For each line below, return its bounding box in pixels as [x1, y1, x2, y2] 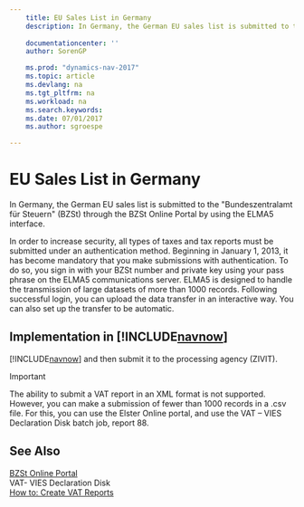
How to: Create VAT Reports [9, 486, 115, 498]
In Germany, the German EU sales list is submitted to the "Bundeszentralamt [9, 199, 293, 210]
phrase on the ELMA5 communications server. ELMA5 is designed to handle [9, 274, 292, 285]
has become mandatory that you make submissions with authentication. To [9, 255, 290, 266]
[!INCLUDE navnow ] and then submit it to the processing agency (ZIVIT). [9, 353, 278, 364]
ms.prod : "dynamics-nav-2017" [25, 63, 140, 72]
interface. [9, 218, 45, 229]
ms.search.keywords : [25, 105, 103, 114]
